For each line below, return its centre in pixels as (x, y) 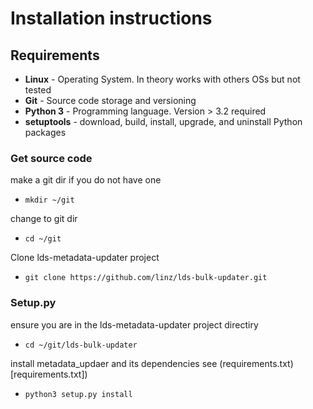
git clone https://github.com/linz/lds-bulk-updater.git (146, 278)
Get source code (51, 158)
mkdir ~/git (49, 200)
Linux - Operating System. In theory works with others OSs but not (162, 79)
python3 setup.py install (78, 394)
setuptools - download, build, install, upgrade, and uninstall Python (163, 121)
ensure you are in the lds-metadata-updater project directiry (134, 324)
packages (45, 132)
